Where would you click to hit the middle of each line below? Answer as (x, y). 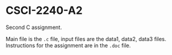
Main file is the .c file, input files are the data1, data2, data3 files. (86, 39)
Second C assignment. (34, 27)
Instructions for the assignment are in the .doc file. (68, 45)
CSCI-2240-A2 (44, 11)
